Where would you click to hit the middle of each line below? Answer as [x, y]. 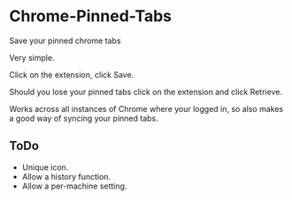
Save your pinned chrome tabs [65, 41]
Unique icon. [45, 167]
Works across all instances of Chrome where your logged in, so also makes [146, 108]
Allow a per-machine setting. [74, 186]
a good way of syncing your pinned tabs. [84, 118]
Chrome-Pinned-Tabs [91, 16]
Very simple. [32, 57]
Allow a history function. [66, 176]
